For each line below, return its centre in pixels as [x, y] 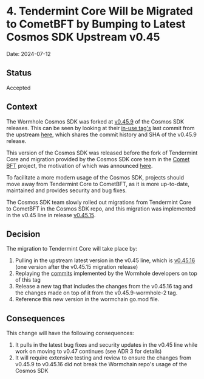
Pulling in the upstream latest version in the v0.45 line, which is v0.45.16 [105, 260]
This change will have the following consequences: [70, 333]
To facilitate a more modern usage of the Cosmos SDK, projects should [95, 177]
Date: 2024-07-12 [29, 54]
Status [19, 73]
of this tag [28, 280]
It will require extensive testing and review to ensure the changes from [103, 358]
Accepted [19, 88]
